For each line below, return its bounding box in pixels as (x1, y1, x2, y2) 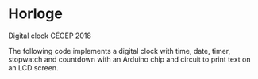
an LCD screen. (8, 62, 59, 72)
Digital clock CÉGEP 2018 (8, 31, 91, 40)
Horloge (8, 5, 64, 23)
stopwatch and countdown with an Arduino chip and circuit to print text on (8, 55, 251, 64)
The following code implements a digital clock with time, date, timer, (8, 46, 231, 55)
